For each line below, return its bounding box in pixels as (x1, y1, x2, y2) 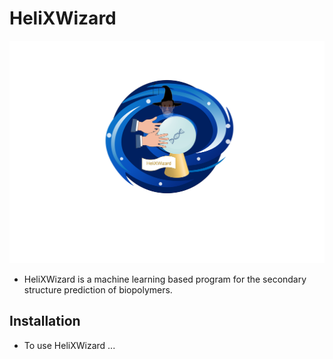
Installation (9, 313, 81, 330)
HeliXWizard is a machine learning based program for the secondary (23, 273, 307, 285)
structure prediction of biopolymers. (23, 283, 173, 296)
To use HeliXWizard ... (23, 339, 116, 351)
